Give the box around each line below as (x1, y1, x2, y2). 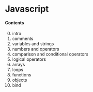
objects (12, 77, 28, 83)
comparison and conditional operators (12, 51, 89, 57)
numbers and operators (12, 46, 60, 52)
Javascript (5, 3, 49, 15)
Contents (5, 19, 24, 25)
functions (12, 72, 31, 78)
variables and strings (12, 41, 54, 47)
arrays (12, 62, 25, 68)
